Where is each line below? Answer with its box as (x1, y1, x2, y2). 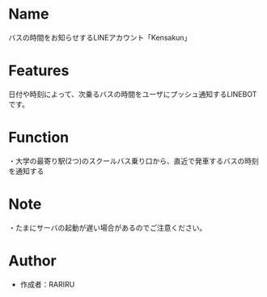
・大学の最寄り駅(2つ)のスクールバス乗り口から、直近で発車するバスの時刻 (8, 155, 259, 166)
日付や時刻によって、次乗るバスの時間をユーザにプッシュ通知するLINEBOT (8, 89, 257, 99)
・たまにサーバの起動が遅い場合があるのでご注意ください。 (8, 223, 207, 232)
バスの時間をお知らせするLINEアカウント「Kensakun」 (8, 32, 192, 42)
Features (8, 62, 70, 80)
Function (8, 129, 70, 146)
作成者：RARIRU (19, 279, 75, 289)
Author (8, 252, 57, 269)
